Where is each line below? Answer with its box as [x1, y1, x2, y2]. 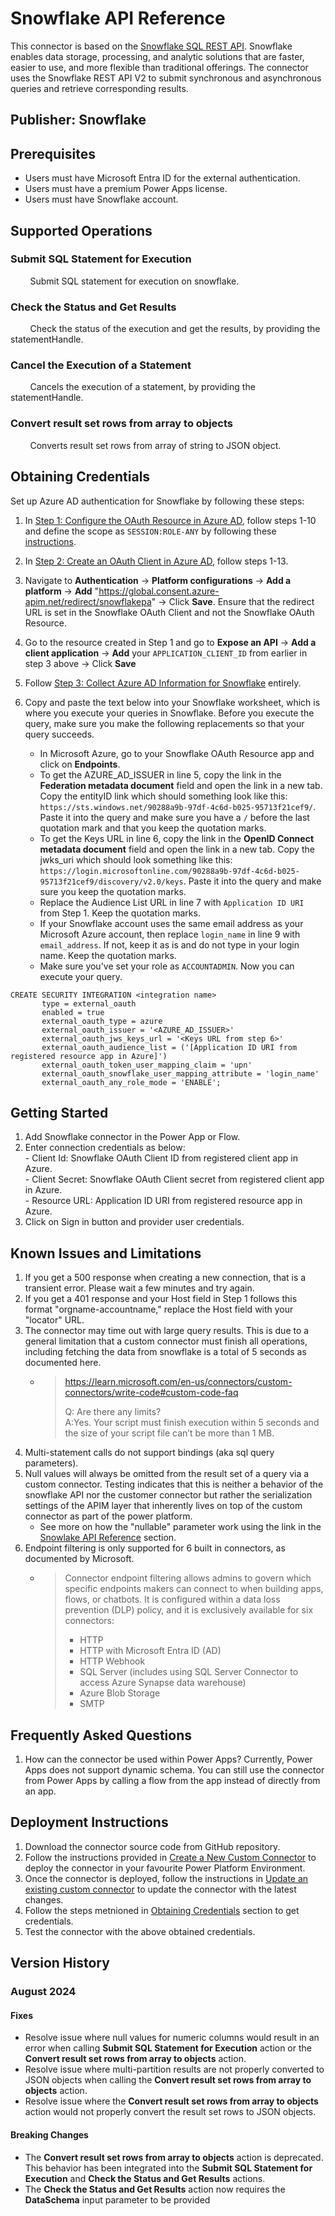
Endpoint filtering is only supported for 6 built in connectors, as [24, 1542, 286, 1554]
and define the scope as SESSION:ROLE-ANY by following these [24, 525, 277, 537]
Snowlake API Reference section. [39, 1532, 177, 1544]
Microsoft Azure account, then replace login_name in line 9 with [39, 928, 301, 940]
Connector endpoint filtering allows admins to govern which [64, 1572, 312, 1584]
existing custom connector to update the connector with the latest [24, 1883, 297, 1895]
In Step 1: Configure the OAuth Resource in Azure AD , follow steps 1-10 [24, 514, 317, 526]
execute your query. [39, 970, 123, 982]
